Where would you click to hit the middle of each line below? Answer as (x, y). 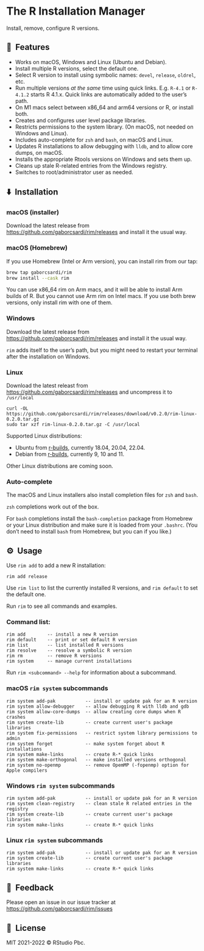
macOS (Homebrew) (37, 248)
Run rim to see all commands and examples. (62, 606)
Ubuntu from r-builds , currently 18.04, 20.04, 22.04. (80, 448)
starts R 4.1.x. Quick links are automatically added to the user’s (108, 94)
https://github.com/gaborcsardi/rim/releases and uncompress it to (89, 392)
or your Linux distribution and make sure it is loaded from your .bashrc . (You (102, 525)
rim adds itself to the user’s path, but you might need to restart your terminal (102, 350)
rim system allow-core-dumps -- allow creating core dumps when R (94, 711)
